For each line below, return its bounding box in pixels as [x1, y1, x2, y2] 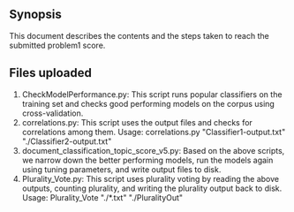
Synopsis [9, 7, 62, 22]
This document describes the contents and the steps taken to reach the [9, 30, 269, 41]
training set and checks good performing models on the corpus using [21, 98, 275, 109]
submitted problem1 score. [9, 40, 106, 50]
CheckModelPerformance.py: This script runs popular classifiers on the [21, 88, 283, 100]
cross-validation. [21, 108, 84, 118]
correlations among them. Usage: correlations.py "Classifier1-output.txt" [21, 126, 286, 137]
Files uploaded [9, 65, 93, 80]
